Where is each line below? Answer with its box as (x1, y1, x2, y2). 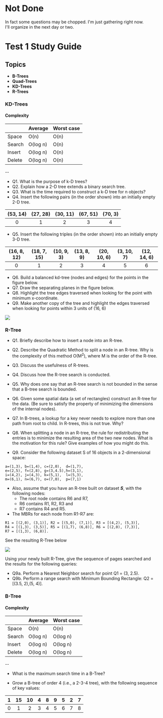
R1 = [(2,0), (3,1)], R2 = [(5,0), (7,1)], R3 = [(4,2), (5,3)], (5, 520, 140, 526)
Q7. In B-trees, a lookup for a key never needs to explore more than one (12, 415, 155, 421)
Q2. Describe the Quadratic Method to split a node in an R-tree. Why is (12, 347, 154, 353)
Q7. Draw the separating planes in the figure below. (12, 285, 114, 291)
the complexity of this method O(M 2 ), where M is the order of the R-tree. (12, 352, 158, 359)
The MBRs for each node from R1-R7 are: (12, 511, 95, 517)
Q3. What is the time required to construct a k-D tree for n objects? (12, 189, 146, 195)
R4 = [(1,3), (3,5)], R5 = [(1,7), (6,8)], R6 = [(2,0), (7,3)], (5, 525, 140, 530)
